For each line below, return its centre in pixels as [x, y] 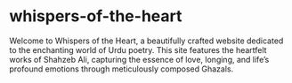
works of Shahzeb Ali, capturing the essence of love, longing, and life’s [139, 59]
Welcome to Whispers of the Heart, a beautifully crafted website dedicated [146, 41]
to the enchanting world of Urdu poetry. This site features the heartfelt [138, 49]
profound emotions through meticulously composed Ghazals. [122, 69]
